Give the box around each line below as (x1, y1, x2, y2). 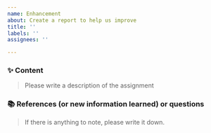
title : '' (7, 23, 37, 30)
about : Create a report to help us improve (7, 17, 137, 24)
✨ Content (7, 66, 44, 76)
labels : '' (7, 29, 39, 37)
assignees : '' (7, 36, 49, 43)
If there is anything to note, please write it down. (24, 118, 165, 126)
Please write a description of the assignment (24, 81, 155, 90)
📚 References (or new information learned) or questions (7, 99, 205, 109)
